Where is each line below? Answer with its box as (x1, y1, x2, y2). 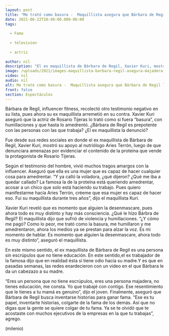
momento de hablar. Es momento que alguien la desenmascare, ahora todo (5, 232, 161, 238)
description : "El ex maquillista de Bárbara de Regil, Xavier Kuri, (5, 64, 152, 69)
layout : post (5, 7, 33, 13)
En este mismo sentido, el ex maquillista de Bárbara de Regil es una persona (5, 247, 163, 253)
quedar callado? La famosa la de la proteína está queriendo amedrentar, (5, 179, 154, 185)
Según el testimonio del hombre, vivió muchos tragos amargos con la (5, 163, 149, 169)
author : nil (5, 59, 30, 64)
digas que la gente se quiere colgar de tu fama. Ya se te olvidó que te (5, 305, 149, 311)
